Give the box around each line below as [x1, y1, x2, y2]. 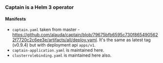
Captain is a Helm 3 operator [5, 4, 74, 11]
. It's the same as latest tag [97, 37, 151, 43]
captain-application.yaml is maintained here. [12, 47, 104, 53]
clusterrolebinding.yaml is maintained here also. [12, 52, 112, 58]
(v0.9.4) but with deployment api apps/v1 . [12, 42, 96, 48]
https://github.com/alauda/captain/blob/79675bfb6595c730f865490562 [12, 32, 158, 38]
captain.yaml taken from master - [12, 27, 80, 32]
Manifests [5, 16, 26, 22]
